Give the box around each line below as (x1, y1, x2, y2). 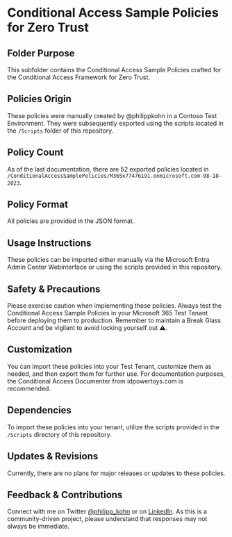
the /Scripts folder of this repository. (7, 126, 114, 135)
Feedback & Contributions (7, 488, 123, 501)
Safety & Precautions (7, 283, 101, 295)
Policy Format (7, 199, 68, 210)
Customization (7, 344, 73, 356)
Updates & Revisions (7, 450, 99, 463)
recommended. (7, 384, 51, 393)
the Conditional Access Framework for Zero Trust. (7, 73, 151, 81)
